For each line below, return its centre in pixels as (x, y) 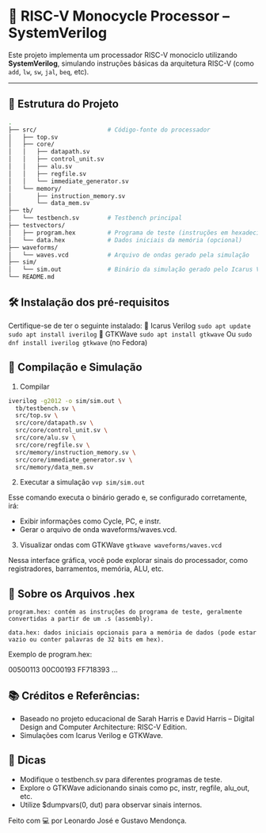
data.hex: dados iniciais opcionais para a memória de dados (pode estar (133, 633)
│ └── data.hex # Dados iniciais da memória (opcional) (125, 240)
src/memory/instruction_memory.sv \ (76, 452)
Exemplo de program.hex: (50, 654)
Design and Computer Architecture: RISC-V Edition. (103, 727)
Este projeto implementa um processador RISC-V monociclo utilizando (123, 55)
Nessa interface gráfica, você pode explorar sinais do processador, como (128, 561)
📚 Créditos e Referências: (74, 696)
